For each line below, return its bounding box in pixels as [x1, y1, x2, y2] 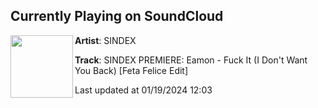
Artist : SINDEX [74, 34, 137, 46]
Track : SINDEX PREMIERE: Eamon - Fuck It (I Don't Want [74, 54, 308, 66]
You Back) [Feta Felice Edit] [74, 64, 189, 76]
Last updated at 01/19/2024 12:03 [74, 84, 213, 96]
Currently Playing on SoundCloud [10, 8, 224, 25]
